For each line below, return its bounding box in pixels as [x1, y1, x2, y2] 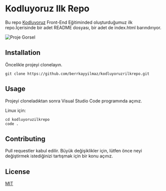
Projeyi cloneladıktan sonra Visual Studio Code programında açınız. [5, 97, 142, 104]
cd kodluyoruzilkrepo [5, 117, 50, 122]
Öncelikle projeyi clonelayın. [5, 61, 63, 67]
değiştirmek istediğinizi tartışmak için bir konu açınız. [5, 153, 113, 159]
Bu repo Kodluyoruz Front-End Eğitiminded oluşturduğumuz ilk [5, 19, 133, 25]
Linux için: [5, 107, 26, 113]
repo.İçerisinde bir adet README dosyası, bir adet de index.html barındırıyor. [5, 24, 162, 30]
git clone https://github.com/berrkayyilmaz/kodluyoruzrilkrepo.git [5, 71, 150, 76]
